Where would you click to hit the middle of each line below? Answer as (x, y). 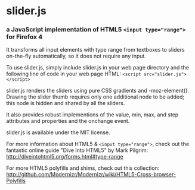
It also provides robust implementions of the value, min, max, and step (92, 115)
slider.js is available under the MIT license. (58, 132)
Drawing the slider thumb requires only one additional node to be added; (95, 97)
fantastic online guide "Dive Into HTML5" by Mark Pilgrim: (77, 150)
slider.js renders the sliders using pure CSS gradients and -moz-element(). (98, 91)
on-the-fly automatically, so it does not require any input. (76, 56)
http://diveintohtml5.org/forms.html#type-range (65, 157)
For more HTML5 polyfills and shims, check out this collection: (83, 168)
